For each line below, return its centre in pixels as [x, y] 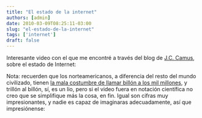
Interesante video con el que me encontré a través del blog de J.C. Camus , [100, 58]
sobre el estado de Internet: [41, 64]
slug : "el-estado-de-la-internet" [50, 29]
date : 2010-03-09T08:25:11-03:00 [49, 23]
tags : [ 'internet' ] [31, 35]
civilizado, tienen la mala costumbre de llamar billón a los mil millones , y [97, 83]
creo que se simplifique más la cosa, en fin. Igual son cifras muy [87, 96]
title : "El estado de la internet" [52, 12]
